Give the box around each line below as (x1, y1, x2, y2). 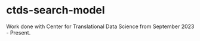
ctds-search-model (6, 4, 106, 17)
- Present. (6, 29, 31, 36)
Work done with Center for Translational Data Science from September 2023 (6, 23, 195, 30)
